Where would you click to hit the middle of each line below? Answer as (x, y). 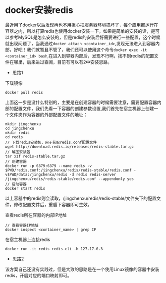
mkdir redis (17, 133)
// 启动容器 (16, 184)
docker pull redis (24, 92)
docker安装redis (39, 10)
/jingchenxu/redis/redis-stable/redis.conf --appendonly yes (70, 179)
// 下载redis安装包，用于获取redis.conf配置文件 (51, 142)
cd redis (14, 137)
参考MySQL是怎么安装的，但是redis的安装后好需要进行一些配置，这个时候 (85, 37)
